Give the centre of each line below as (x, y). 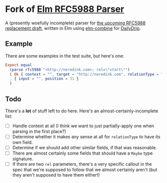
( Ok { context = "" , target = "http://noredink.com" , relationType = (84, 74)
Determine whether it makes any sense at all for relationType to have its (86, 137)
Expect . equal (19, 65)
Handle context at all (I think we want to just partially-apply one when (83, 126)
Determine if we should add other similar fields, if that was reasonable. (85, 148)
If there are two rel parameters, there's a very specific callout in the (82, 164)
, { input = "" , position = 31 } (44, 79)
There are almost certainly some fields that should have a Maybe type (83, 153)
